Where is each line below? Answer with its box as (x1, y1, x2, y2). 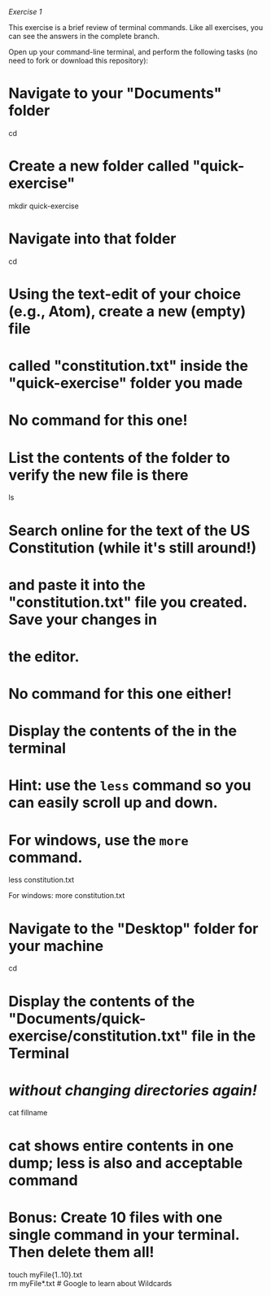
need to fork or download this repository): (8, 56, 149, 65)
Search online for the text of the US (8, 521, 251, 539)
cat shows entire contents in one (8, 1137, 234, 1154)
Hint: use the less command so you (8, 776, 251, 795)
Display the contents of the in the (8, 722, 238, 740)
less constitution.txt (8, 875, 75, 885)
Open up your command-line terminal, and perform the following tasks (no (8, 47, 258, 56)
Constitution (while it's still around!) (8, 539, 257, 556)
